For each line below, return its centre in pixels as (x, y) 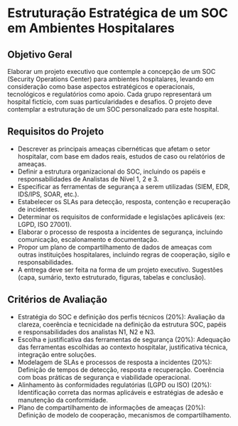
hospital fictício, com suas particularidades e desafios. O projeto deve (110, 102)
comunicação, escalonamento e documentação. (88, 239)
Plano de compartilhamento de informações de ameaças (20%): (112, 408)
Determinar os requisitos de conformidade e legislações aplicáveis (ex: (121, 217)
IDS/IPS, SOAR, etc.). (48, 194)
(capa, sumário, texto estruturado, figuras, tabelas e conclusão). (112, 277)
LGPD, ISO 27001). (45, 224)
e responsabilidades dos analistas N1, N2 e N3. (86, 331)
